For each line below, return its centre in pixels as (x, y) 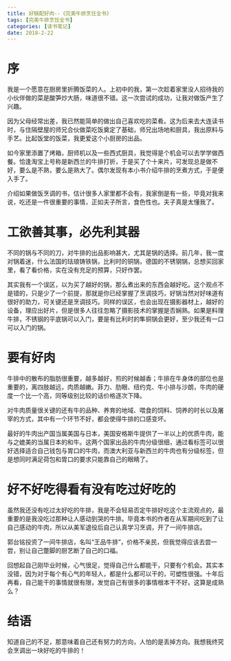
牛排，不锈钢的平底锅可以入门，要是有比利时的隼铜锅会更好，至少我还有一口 (115, 319)
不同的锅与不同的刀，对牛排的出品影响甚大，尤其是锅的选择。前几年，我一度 (115, 253)
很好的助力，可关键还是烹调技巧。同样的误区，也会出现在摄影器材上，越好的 (115, 302)
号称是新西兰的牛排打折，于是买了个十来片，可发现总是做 (130, 162)
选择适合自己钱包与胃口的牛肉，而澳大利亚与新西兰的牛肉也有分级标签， (115, 451)
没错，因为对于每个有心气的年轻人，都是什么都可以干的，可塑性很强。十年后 (115, 574)
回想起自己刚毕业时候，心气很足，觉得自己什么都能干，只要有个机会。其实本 (115, 565)
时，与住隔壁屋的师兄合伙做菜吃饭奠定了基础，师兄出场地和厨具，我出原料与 (115, 130)
